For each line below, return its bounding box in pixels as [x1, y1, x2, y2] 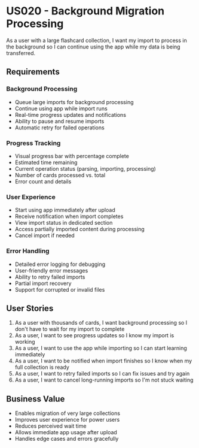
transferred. [6, 49, 36, 56]
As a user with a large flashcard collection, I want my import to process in [6, 37, 187, 44]
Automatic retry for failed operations [14, 124, 105, 131]
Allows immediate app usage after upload [14, 429, 118, 436]
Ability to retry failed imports [14, 273, 85, 280]
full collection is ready [14, 364, 70, 371]
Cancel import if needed [14, 232, 75, 239]
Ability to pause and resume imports [14, 117, 105, 125]
